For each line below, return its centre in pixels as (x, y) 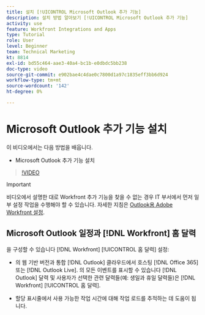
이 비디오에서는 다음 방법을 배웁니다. (50, 147)
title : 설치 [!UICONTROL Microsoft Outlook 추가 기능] (74, 12)
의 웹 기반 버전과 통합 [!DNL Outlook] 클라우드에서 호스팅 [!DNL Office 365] (107, 262)
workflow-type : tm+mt (34, 80)
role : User (20, 40)
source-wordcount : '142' (38, 86)
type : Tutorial (26, 35)
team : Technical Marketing (41, 52)
